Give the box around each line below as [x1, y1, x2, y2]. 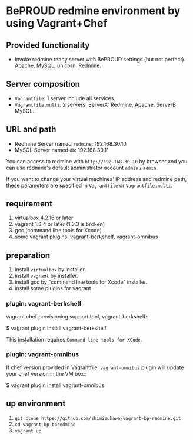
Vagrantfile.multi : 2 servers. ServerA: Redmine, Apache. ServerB [14, 101, 177, 108]
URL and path [6, 124, 56, 134]
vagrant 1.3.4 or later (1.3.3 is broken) [14, 221, 105, 228]
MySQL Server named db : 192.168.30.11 [14, 146, 109, 153]
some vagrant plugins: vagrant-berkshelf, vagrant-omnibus [14, 233, 158, 240]
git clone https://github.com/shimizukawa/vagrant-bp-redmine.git [14, 415, 181, 421]
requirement [6, 199, 53, 209]
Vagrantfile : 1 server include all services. [14, 94, 116, 101]
